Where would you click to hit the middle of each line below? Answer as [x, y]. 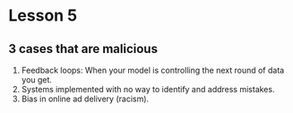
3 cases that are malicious [83, 49]
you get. [37, 80]
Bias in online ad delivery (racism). [85, 99]
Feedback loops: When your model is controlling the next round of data [153, 70]
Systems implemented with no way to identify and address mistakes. [148, 89]
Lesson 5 [43, 16]
